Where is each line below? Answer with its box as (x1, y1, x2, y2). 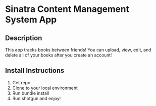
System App (5, 14, 57, 25)
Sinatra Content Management (5, 3, 130, 15)
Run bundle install (12, 90, 49, 96)
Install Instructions (5, 66, 64, 75)
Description (5, 34, 42, 42)
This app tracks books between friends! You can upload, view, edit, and (5, 47, 152, 53)
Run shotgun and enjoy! (12, 95, 61, 101)
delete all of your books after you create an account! (5, 52, 112, 58)
